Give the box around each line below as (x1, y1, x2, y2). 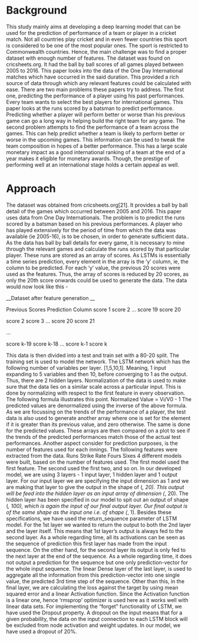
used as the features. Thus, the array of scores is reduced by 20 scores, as (6, 270, 189, 278)
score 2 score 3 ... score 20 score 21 (6, 317, 95, 324)
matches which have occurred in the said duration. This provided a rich (6, 73, 179, 80)
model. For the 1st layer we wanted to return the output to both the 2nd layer (6, 521, 192, 528)
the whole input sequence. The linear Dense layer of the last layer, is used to (6, 565, 192, 572)
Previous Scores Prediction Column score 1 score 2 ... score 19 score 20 (6, 305, 181, 313)
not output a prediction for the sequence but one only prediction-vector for (6, 559, 189, 566)
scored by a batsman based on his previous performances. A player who (6, 220, 183, 227)
